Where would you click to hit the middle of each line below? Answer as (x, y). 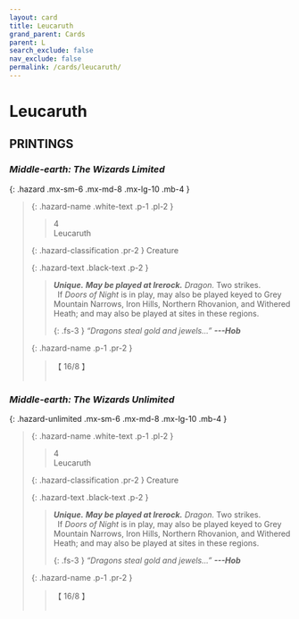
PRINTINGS (42, 144)
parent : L (28, 42)
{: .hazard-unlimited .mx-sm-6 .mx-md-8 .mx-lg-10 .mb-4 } (118, 419)
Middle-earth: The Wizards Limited (87, 169)
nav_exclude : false (46, 59)
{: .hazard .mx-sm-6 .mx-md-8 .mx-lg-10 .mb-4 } (100, 189)
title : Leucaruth (42, 26)
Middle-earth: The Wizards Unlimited (92, 400)
